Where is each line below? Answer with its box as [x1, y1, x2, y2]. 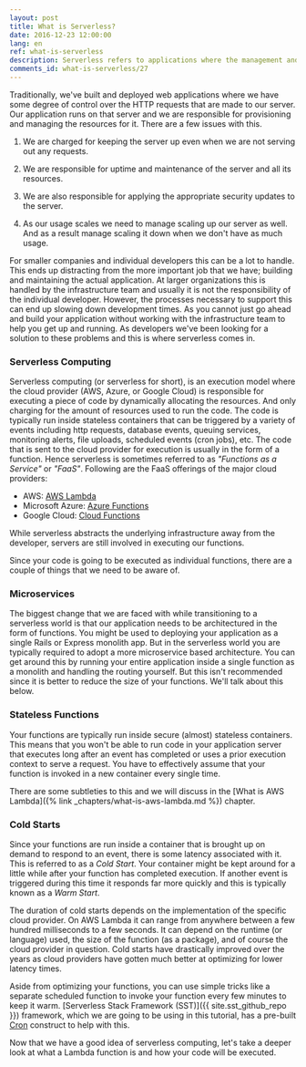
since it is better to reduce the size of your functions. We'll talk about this [9, 676, 284, 687]
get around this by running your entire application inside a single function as [9, 657, 295, 668]
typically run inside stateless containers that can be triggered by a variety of [9, 415, 296, 426]
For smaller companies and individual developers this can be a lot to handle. [9, 254, 295, 265]
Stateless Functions [9, 709, 100, 721]
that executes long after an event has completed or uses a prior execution [9, 749, 287, 760]
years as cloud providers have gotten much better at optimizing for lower [9, 954, 283, 965]
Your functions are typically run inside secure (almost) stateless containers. [9, 729, 293, 740]
